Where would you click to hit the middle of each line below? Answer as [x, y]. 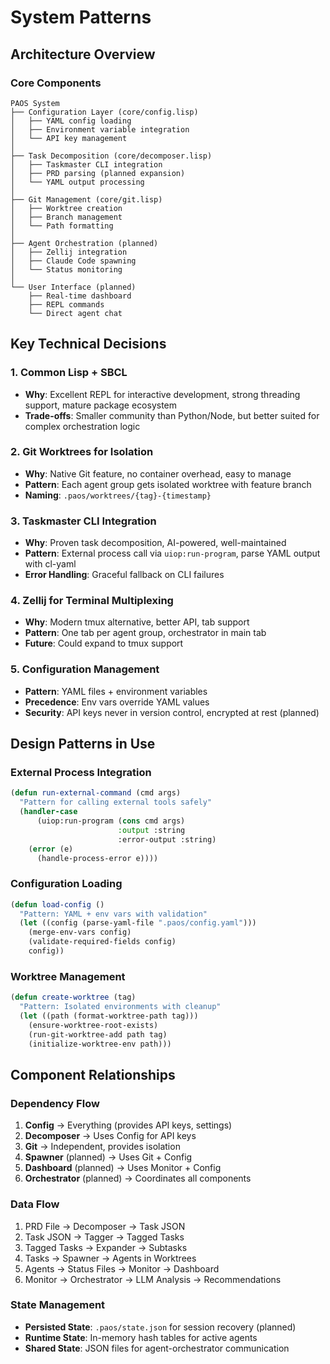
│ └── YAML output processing [77, 182]
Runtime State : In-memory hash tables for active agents [141, 1337]
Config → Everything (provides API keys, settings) [128, 1125]
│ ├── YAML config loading [71, 121]
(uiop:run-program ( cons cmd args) [111, 821]
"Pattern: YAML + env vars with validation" [113, 914]
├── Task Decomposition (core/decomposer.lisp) [111, 156]
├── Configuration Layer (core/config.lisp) [104, 112]
